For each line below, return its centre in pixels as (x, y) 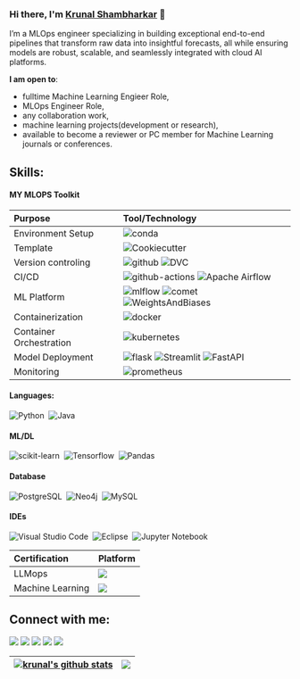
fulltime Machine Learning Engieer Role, (96, 96)
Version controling (52, 262)
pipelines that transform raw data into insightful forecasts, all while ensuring (149, 43)
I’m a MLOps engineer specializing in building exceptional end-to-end (137, 34)
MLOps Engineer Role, (63, 106)
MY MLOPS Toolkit (45, 195)
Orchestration (42, 343)
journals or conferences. (67, 144)
